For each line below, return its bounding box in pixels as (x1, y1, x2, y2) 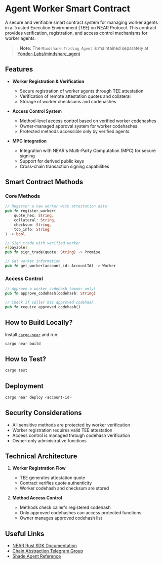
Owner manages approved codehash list (19, 515, 102, 521)
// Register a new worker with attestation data (5, 204, 107, 209)
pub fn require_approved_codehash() (5, 304, 81, 309)
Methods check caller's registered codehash (19, 504, 111, 510)
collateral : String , (14, 218, 56, 223)
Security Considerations (5, 409, 82, 417)
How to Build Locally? (5, 318, 73, 327)
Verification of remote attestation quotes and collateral (19, 93, 131, 99)
